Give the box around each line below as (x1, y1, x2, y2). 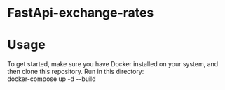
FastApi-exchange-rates (7, 5, 154, 21)
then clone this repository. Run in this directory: (7, 68, 144, 76)
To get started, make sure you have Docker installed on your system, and (7, 60, 219, 68)
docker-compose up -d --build (7, 75, 96, 83)
